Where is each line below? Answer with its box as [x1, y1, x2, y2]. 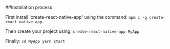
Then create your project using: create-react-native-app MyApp [5, 28, 140, 34]
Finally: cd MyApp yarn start [5, 38, 66, 44]
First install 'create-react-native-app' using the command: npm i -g [5, 14, 147, 20]
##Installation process [5, 5, 52, 10]
